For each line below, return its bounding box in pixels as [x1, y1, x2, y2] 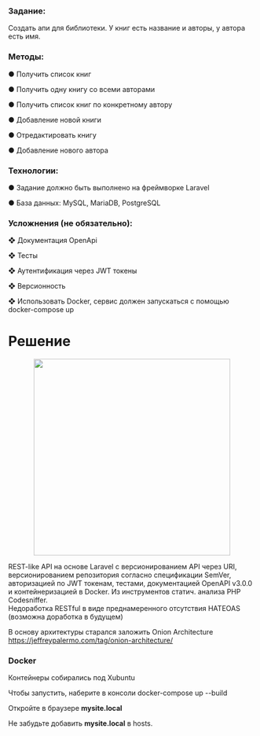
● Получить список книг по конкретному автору [8, 100, 173, 109]
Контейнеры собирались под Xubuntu [8, 673, 136, 683]
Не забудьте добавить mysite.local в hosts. [8, 719, 153, 728]
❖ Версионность [8, 282, 66, 291]
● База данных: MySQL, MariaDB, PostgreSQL [8, 198, 161, 208]
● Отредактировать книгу [8, 130, 97, 139]
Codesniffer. [8, 595, 49, 605]
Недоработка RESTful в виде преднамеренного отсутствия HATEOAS [8, 604, 241, 613]
